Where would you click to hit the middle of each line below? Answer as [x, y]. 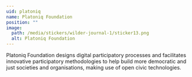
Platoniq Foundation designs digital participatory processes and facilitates [96, 55]
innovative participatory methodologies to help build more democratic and [96, 61]
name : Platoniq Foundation [39, 17]
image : [14, 28]
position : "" [22, 22]
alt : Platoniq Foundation [43, 38]
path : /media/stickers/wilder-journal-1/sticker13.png [80, 33]
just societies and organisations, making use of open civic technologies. [94, 67]
